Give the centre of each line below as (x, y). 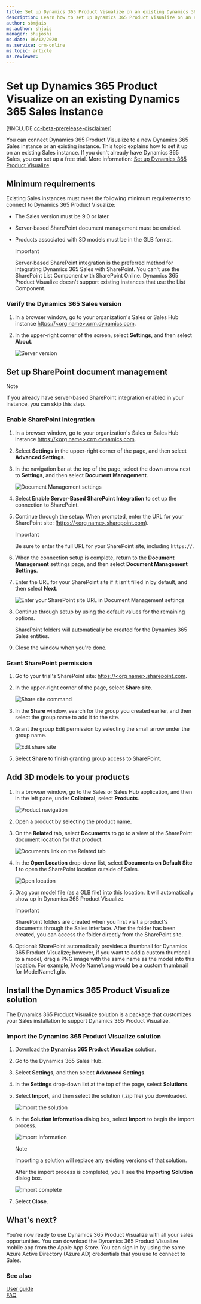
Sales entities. (32, 636)
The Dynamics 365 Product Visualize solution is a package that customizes (99, 1014)
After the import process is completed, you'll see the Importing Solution (104, 1172)
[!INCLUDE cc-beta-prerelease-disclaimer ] (59, 128)
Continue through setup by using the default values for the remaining (100, 612)
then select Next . (36, 588)
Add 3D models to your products (68, 777)
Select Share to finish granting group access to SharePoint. (88, 758)
